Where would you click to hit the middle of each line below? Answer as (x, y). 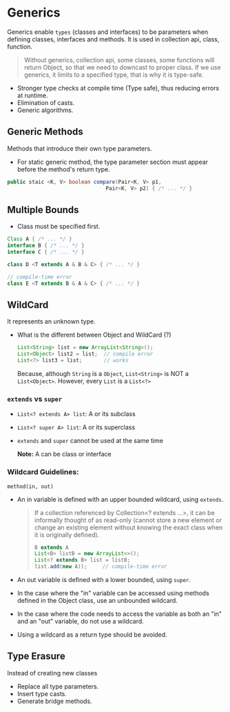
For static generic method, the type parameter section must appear (113, 162)
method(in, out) (30, 486)
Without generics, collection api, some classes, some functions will (119, 59)
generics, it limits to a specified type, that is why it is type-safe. (114, 75)
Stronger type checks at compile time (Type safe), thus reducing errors (118, 88)
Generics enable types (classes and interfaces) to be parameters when (108, 32)
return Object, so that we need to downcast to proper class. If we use (123, 67)
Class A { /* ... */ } (40, 239)
